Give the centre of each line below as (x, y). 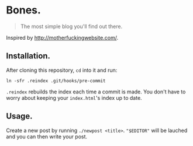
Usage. (20, 117)
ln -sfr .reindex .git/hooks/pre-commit (56, 81)
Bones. (23, 10)
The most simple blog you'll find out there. (71, 26)
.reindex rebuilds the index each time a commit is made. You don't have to (96, 92)
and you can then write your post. (47, 136)
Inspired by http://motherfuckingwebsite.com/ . (62, 37)
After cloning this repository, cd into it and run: (62, 70)
